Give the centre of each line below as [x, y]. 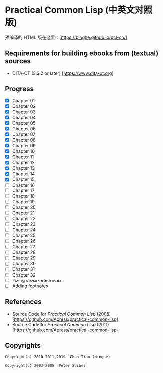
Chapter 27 [24, 247]
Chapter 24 [24, 230]
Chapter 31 [23, 269]
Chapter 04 [24, 117]
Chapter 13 [23, 168]
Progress [19, 89]
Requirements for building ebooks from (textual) [82, 53]
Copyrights [23, 345]
